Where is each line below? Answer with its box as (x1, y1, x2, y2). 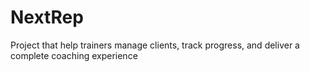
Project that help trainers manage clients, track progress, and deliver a (10, 39, 300, 51)
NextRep (10, 6, 84, 29)
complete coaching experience (10, 49, 138, 61)
